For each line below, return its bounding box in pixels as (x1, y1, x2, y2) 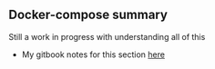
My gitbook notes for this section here (21, 49, 166, 60)
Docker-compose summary (8, 7, 168, 23)
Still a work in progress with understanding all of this (8, 31, 206, 42)
